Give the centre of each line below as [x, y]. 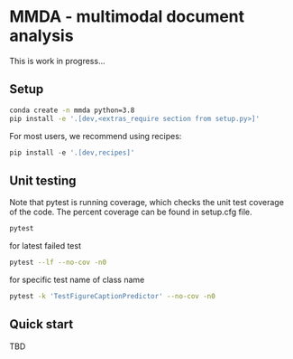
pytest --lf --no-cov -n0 [58, 263]
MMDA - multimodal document [127, 17]
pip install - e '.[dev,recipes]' [72, 152]
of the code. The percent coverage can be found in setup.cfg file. [131, 212]
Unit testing [43, 180]
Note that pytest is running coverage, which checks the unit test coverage [146, 203]
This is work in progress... [57, 61]
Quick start [41, 324]
